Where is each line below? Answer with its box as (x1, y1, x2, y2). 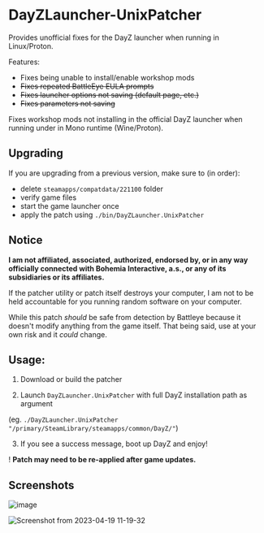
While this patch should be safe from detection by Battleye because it (8, 312, 241, 322)
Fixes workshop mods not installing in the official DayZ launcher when (8, 114, 243, 123)
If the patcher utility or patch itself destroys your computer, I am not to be (8, 288, 254, 297)
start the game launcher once (19, 201, 119, 210)
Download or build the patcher (19, 375, 123, 384)
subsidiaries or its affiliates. (8, 272, 105, 282)
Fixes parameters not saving (19, 98, 115, 108)
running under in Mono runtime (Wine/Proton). (8, 123, 164, 132)
